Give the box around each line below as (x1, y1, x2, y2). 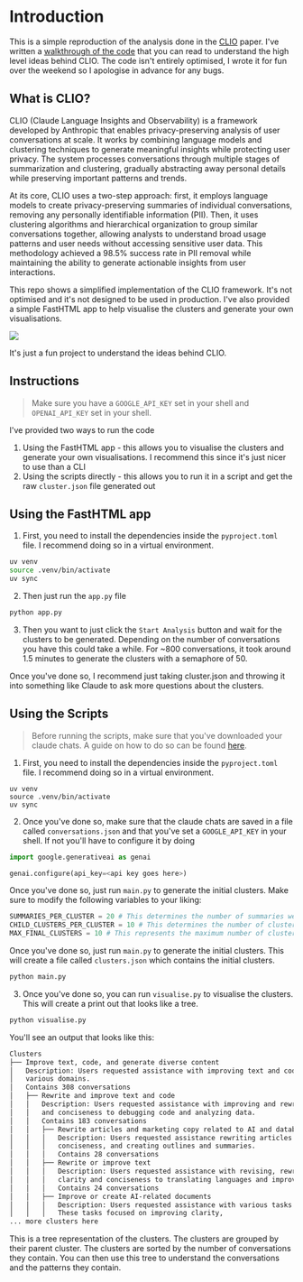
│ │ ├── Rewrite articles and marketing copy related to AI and (9, 1125, 272, 1134)
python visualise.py (9, 1015, 87, 1025)
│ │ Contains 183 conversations (9, 1116, 147, 1125)
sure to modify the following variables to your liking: (9, 895, 202, 906)
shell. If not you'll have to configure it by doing (22, 835, 196, 845)
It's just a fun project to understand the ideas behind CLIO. (9, 347, 227, 358)
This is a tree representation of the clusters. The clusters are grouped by (9, 1233, 280, 1244)
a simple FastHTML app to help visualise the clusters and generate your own (9, 303, 294, 314)
